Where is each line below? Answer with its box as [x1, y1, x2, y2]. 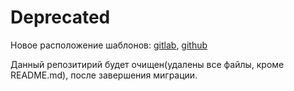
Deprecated [10, 6, 111, 29]
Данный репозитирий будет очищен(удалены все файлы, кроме [10, 58, 285, 70]
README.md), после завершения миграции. [10, 69, 198, 81]
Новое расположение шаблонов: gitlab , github [10, 39, 208, 51]
